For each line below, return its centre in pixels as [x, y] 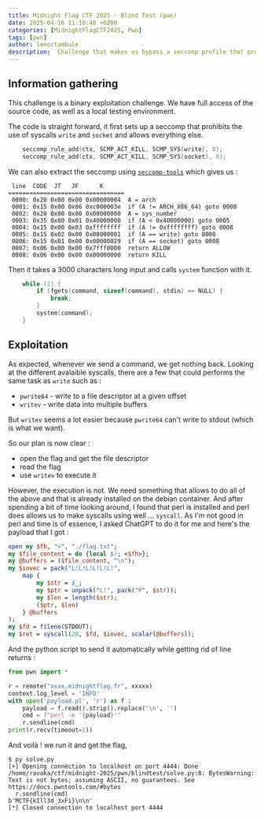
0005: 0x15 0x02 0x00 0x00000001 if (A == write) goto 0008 [114, 234]
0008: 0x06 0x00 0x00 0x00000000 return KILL [89, 255]
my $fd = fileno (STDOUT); [50, 627]
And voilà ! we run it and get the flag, [68, 745]
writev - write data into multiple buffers [83, 404]
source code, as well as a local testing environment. [92, 111]
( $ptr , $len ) [58, 605]
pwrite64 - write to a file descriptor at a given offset [103, 396]
